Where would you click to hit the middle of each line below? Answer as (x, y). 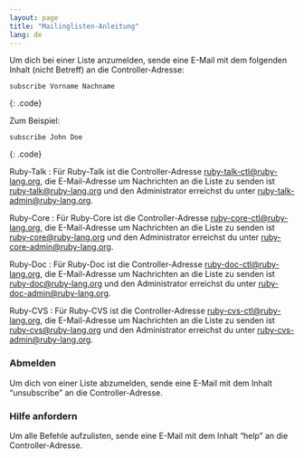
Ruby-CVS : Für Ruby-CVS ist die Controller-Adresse (107, 311)
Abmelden (33, 363)
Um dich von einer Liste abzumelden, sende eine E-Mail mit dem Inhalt (141, 383)
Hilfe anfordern (44, 415)
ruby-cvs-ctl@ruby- (244, 311)
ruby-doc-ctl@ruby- (242, 264)
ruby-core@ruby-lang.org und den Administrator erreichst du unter (134, 237)
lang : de (26, 34)
